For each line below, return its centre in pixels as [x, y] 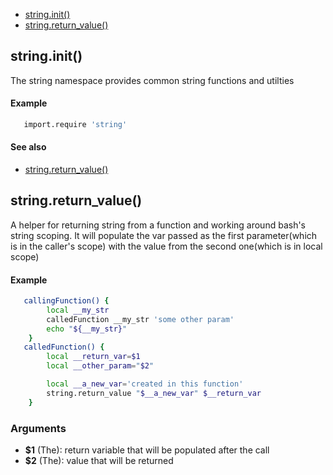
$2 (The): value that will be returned [99, 461]
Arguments [38, 428]
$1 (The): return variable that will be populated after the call [147, 450]
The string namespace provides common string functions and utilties [152, 80]
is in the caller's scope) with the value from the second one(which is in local [166, 246]
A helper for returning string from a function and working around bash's [158, 225]
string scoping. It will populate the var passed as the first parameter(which [164, 235]
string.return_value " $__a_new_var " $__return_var [154, 393]
